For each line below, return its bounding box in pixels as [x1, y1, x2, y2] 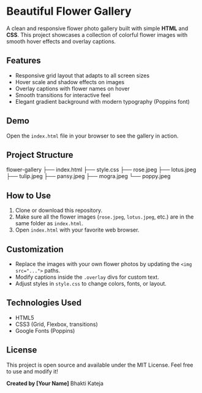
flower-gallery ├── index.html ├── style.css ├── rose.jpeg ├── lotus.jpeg [6, 166, 196, 173]
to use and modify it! [6, 367, 58, 375]
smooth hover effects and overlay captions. [6, 37, 116, 45]
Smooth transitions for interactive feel [15, 91, 111, 99]
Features [6, 55, 41, 66]
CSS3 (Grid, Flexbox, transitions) [15, 321, 98, 328]
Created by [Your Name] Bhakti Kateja [6, 379, 104, 387]
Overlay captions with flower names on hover [15, 85, 130, 92]
